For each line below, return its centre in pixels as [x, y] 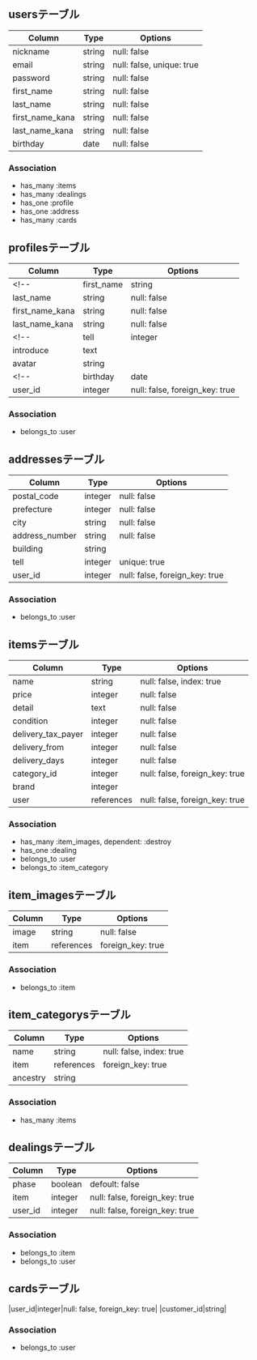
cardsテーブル [44, 1289]
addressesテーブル [57, 459]
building [27, 549]
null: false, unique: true [156, 65]
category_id [35, 774]
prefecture [32, 509]
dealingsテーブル [52, 1147]
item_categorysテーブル [70, 1015]
